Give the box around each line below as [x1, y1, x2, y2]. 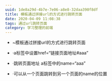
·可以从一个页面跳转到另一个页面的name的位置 [12, 71, 108, 77]
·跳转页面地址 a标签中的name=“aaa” [12, 60, 86, 66]
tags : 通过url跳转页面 [5, 21, 47, 26]
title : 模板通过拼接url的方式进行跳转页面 [5, 12, 82, 17]
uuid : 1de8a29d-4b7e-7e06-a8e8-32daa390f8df [5, 7, 98, 12]
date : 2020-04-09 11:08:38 [5, 16, 61, 21]
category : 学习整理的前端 [5, 26, 53, 30]
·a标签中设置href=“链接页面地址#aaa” [12, 50, 89, 56]
